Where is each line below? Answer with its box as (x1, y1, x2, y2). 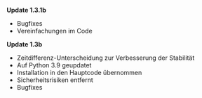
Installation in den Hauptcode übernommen (16, 69, 142, 76)
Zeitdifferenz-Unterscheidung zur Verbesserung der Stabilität (16, 54, 195, 62)
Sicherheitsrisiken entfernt (16, 76, 94, 84)
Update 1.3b (6, 40, 43, 48)
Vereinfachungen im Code (16, 27, 93, 35)
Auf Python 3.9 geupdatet (16, 61, 92, 69)
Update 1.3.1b (6, 6, 47, 14)
